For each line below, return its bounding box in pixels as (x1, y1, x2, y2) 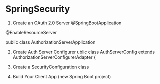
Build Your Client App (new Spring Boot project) (12, 73, 111, 79)
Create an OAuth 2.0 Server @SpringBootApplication (12, 20, 122, 26)
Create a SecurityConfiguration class (12, 64, 89, 70)
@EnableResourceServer (5, 29, 57, 35)
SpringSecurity (5, 3, 70, 15)
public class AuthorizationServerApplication (5, 39, 96, 45)
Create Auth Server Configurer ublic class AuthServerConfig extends (12, 49, 155, 55)
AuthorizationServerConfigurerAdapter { (12, 54, 96, 60)
